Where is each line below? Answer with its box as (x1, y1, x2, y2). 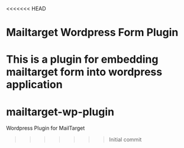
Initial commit (109, 136, 142, 143)
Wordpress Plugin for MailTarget (6, 124, 85, 132)
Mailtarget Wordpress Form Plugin (6, 26, 179, 39)
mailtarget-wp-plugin (6, 105, 114, 118)
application (6, 78, 63, 91)
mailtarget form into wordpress (6, 65, 163, 79)
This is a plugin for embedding (6, 53, 159, 66)
